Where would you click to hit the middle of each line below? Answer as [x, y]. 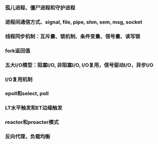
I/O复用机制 [19, 79]
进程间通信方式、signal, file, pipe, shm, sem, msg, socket [74, 22]
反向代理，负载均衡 [28, 137]
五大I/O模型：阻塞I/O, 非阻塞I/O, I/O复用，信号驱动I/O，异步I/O [79, 65]
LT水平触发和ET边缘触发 [34, 108]
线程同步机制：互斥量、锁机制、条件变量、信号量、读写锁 [73, 36]
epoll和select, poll [27, 94]
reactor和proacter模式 [32, 122]
